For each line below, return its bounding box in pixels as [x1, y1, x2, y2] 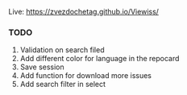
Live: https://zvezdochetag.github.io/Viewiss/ [8, 7, 160, 16]
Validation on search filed [19, 45, 105, 55]
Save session [19, 62, 64, 72]
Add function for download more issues [19, 71, 152, 81]
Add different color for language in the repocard [19, 54, 180, 64]
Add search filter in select [19, 80, 106, 89]
